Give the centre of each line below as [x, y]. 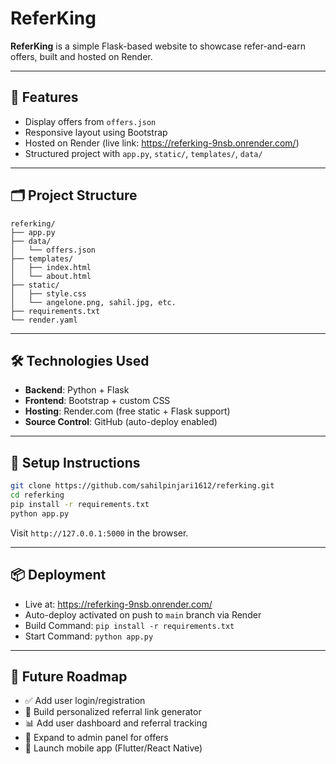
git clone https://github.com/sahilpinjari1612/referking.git [142, 486]
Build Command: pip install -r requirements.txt [129, 625]
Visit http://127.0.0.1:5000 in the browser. [99, 533]
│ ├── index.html [51, 267]
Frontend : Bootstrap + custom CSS [97, 401]
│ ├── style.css [48, 293]
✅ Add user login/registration [85, 701]
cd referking [37, 495]
